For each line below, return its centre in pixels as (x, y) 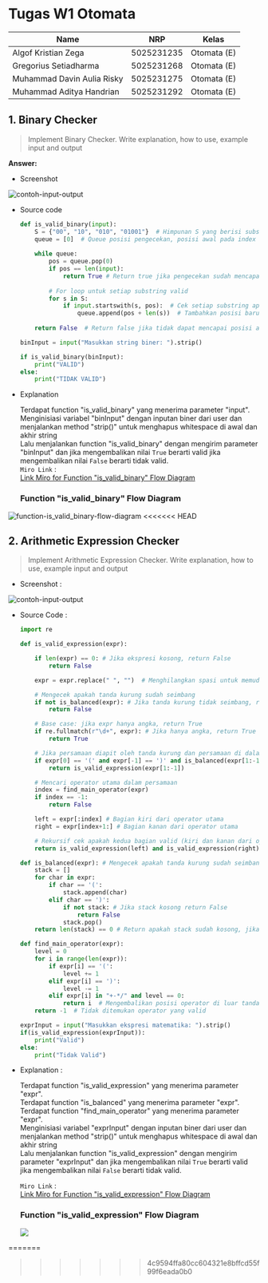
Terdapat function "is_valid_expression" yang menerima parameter (129, 1086)
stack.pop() (83, 922)
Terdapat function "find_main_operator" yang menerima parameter (129, 1111)
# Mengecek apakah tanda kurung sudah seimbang (115, 695)
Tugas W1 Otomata (72, 14)
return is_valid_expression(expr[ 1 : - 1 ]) (117, 768)
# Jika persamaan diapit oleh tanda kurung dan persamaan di (138, 753)
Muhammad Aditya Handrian (66, 91)
